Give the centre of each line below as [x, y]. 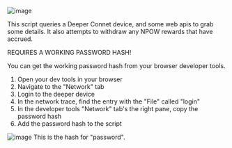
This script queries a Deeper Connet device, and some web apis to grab [110, 24]
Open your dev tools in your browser [70, 79]
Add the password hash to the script [69, 124]
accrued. [20, 39]
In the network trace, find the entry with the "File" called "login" [109, 101]
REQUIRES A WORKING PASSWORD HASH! [69, 52]
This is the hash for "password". [79, 137]
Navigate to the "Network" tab [61, 87]
